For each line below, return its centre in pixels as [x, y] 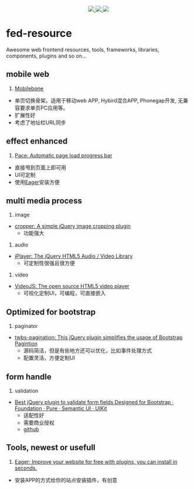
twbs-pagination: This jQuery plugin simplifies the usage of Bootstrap [98, 337]
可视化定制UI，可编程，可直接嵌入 [64, 293]
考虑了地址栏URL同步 [40, 122]
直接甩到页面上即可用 [40, 167]
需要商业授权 [39, 423]
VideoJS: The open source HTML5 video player [72, 286]
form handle [29, 377]
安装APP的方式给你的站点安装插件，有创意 [66, 480]
